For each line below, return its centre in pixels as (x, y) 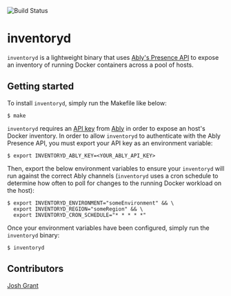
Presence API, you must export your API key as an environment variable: (110, 143)
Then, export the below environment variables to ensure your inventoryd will (116, 168)
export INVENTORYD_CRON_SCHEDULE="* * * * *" (80, 215)
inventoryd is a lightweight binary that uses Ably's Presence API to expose (113, 57)
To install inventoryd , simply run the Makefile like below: (87, 103)
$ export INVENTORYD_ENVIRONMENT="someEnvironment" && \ (91, 203)
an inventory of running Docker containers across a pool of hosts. (101, 65)
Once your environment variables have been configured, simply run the (108, 228)
